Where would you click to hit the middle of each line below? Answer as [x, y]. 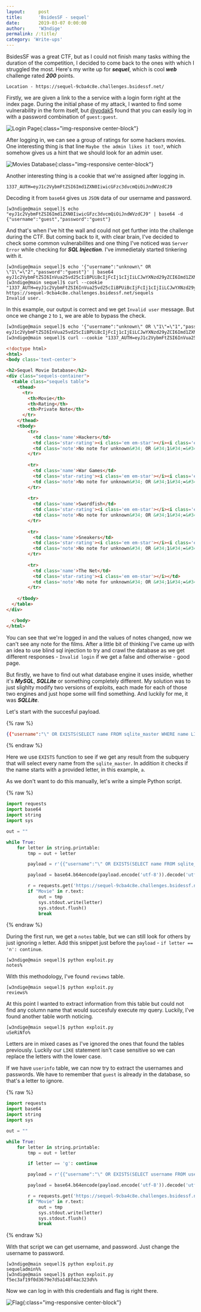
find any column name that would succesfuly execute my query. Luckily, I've [100, 1010]
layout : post [28, 12]
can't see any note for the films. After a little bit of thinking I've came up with [100, 644]
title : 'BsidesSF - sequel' [48, 17]
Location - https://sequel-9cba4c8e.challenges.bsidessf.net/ [85, 87]
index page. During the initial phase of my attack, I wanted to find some [94, 104]
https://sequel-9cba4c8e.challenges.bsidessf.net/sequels [80, 293]
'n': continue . [25, 949]
